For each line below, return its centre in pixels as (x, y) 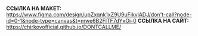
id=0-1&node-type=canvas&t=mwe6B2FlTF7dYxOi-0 (72, 21)
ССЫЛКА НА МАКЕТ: (34, 8)
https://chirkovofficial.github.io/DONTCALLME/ (64, 27)
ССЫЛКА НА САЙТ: (163, 21)
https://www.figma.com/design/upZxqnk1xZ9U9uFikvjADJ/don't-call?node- (99, 15)
